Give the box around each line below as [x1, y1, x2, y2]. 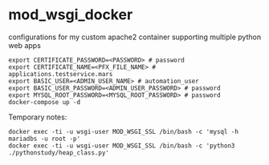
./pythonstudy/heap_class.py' [8, 148, 110, 157]
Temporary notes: [8, 112, 67, 122]
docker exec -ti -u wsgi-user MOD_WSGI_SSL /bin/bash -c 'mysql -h [8, 127, 239, 135]
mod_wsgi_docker [8, 6, 133, 24]
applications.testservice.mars [8, 70, 113, 78]
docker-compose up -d [8, 98, 81, 106]
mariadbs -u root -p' [8, 135, 81, 143]
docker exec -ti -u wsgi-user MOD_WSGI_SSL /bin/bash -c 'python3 [8, 142, 235, 150]
